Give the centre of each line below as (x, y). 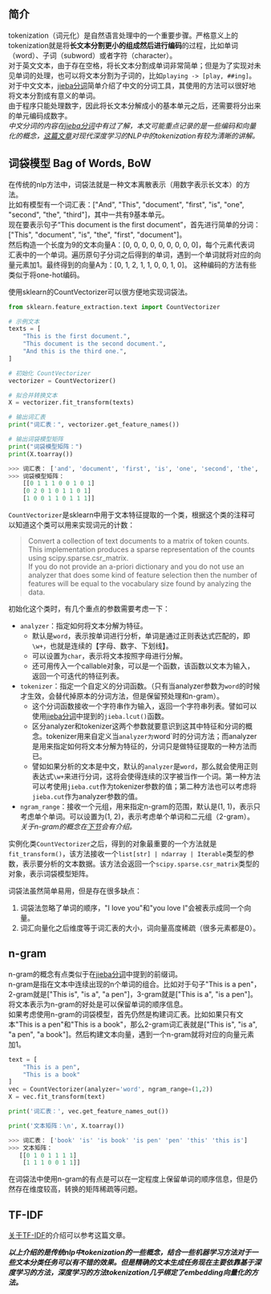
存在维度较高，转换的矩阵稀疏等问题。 (78, 1189)
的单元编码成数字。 (40, 116)
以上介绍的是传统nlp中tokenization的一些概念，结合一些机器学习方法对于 (130, 1252)
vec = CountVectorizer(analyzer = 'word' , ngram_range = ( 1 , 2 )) (111, 1090)
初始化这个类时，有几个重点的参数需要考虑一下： (89, 608)
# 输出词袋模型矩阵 (36, 439)
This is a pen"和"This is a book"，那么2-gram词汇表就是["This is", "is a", (138, 1024)
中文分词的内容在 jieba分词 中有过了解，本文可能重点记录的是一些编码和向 (129, 125)
